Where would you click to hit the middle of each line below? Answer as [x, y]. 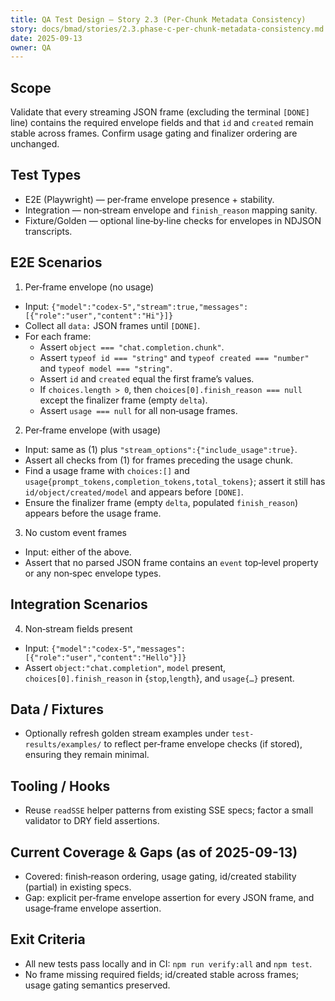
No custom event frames [75, 532]
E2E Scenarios [56, 262]
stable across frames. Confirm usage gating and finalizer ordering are [154, 133]
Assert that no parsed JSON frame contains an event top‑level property [171, 562]
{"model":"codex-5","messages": [118, 649]
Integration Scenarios [79, 604]
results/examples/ [63, 745]
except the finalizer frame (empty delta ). [123, 400]
